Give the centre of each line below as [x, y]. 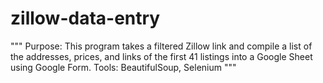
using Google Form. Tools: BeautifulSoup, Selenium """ [123, 67]
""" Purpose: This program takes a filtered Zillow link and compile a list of [161, 46]
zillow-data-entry [85, 18]
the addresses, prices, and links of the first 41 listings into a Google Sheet [161, 56]
